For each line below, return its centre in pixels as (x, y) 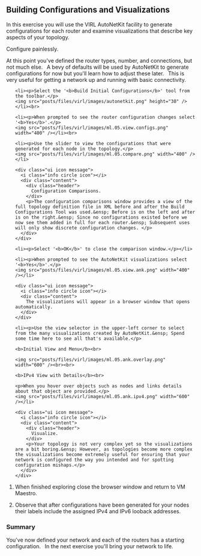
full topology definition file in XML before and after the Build (100, 207)
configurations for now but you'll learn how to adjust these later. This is (95, 73)
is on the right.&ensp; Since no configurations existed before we (101, 217)
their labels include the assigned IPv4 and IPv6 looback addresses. (98, 511)
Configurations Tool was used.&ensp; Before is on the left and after (105, 212)
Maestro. (26, 493)
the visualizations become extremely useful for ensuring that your (102, 454)
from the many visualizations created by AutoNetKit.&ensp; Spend (100, 333)
